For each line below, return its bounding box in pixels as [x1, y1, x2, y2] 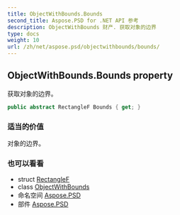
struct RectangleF [17, 175, 69, 184]
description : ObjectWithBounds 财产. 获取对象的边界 [7, 23, 157, 31]
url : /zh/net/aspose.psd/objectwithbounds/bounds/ [7, 43, 160, 50]
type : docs [7, 30, 40, 38]
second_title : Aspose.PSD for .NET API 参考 [7, 17, 139, 24]
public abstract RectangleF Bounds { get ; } [7, 104, 141, 111]
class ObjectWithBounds [17, 182, 90, 192]
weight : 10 [7, 37, 40, 44]
